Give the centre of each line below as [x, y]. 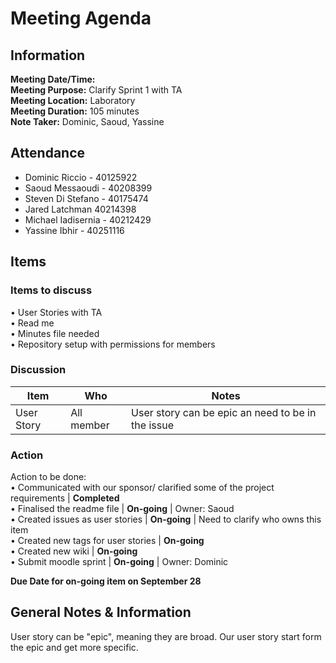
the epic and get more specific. [74, 647]
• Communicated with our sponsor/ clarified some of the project [142, 488]
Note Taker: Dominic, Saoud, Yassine [87, 121]
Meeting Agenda [81, 18]
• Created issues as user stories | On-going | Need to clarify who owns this [166, 519]
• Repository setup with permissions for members [113, 344]
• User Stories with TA [56, 312]
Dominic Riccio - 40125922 [81, 177]
